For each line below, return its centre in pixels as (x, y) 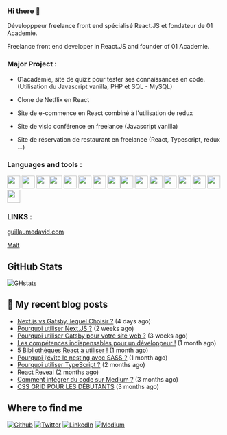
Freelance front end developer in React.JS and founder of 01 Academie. (108, 47)
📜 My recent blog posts (58, 304)
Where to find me (45, 408)
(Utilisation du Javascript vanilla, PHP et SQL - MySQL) (95, 86)
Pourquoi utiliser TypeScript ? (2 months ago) (81, 364)
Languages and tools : (45, 164)
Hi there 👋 (24, 11)
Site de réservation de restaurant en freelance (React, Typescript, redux (119, 139)
